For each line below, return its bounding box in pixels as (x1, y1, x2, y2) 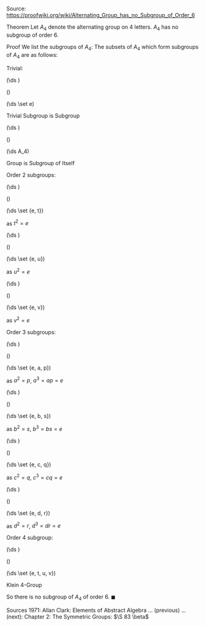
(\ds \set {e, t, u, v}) (6, 570, 56, 577)
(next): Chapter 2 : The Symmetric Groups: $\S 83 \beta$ (6, 613, 149, 620)
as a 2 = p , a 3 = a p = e (6, 376, 64, 384)
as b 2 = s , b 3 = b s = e (6, 424, 62, 433)
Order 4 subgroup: (6, 534, 53, 542)
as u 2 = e (6, 267, 31, 275)
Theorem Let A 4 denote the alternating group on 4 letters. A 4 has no (6, 23, 179, 32)
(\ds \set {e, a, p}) (6, 363, 51, 371)
